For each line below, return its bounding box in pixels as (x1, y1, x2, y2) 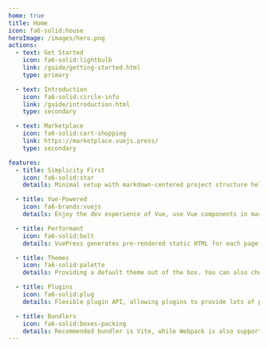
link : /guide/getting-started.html (22, 64, 141, 72)
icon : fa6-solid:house (8, 26, 84, 34)
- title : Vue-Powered (15, 195, 88, 203)
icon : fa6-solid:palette (22, 261, 105, 270)
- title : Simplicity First (15, 166, 105, 174)
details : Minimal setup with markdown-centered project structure (22, 181, 248, 189)
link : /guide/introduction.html (22, 101, 130, 108)
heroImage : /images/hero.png (8, 34, 105, 42)
